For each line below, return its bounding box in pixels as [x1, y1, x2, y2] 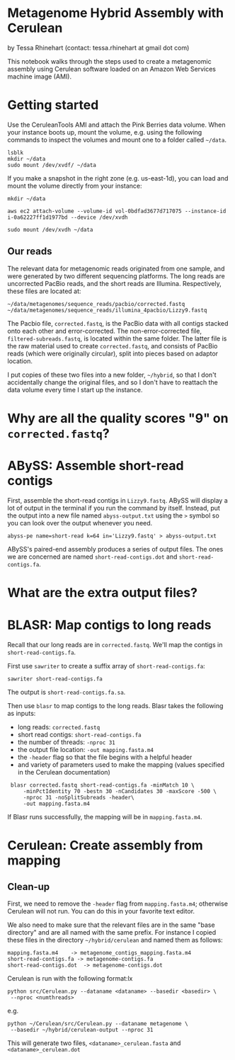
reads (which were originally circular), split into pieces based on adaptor [7, 349, 218, 358]
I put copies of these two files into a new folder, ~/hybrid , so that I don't [7, 370, 217, 379]
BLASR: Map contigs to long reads [7, 617, 212, 633]
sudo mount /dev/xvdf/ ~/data [7, 161, 97, 169]
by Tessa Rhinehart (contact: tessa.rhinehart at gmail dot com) [7, 43, 190, 52]
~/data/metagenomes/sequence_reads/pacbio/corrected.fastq [7, 300, 185, 307]
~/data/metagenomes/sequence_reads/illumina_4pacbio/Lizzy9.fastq [7, 307, 207, 314]
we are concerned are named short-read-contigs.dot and [7, 552, 178, 561]
